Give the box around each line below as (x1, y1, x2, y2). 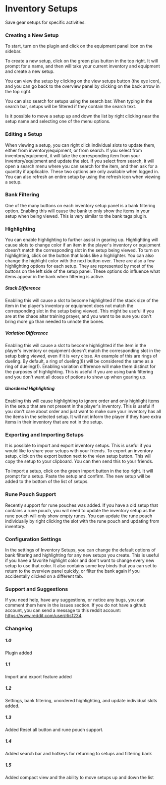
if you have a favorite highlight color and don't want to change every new (5, 557, 155, 563)
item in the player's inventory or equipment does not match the (5, 303, 134, 309)
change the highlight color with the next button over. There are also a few (5, 258, 155, 264)
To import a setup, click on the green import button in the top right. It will (5, 468, 154, 474)
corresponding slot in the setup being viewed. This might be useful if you (5, 308, 155, 314)
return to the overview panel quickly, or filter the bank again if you (5, 568, 140, 574)
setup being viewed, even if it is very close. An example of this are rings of (5, 353, 158, 359)
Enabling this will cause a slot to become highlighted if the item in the (5, 343, 146, 349)
